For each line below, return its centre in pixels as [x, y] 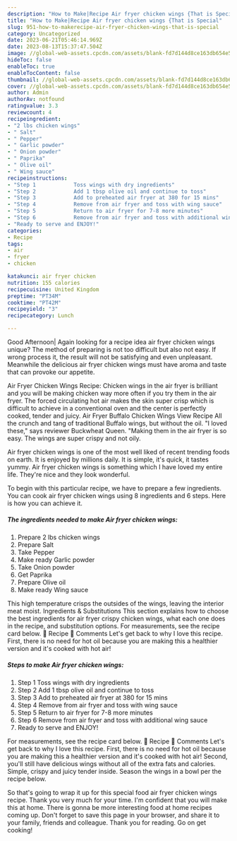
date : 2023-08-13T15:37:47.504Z [55, 47]
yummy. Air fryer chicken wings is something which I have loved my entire [115, 467]
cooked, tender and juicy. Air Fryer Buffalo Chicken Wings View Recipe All [115, 416]
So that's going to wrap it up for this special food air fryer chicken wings [112, 792]
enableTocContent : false [44, 73]
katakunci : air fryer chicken [52, 276]
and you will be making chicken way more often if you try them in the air [112, 393]
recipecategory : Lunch [41, 316]
